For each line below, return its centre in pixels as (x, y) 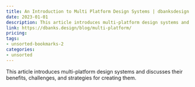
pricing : (17, 33)
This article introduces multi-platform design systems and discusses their (94, 71)
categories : (20, 50)
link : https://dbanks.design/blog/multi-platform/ (69, 28)
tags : (13, 39)
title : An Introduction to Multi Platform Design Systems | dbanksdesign (98, 11)
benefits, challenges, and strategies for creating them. (71, 78)
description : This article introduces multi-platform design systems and (98, 22)
